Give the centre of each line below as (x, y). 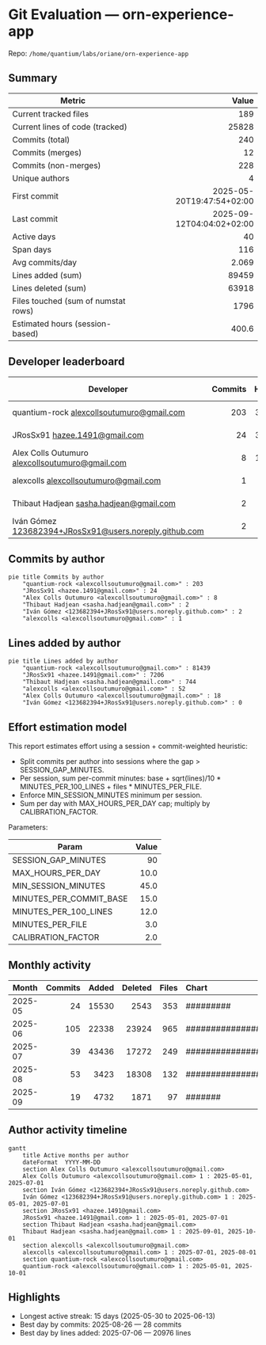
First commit (36, 196)
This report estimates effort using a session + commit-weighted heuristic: (128, 746)
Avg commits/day (45, 262)
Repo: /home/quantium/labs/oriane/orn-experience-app (99, 53)
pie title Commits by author (56, 577)
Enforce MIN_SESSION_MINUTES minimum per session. (111, 795)
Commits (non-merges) (57, 165)
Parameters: (28, 827)
